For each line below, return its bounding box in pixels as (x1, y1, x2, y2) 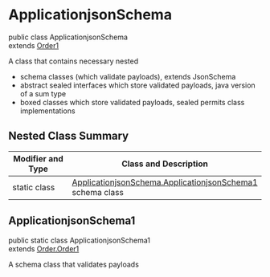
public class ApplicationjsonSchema (8, 32, 129, 42)
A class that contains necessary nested (8, 56, 139, 66)
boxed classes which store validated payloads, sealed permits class (19, 97, 245, 107)
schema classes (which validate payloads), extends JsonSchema (19, 71, 236, 81)
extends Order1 (8, 40, 59, 50)
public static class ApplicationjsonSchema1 (8, 235, 151, 245)
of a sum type (19, 88, 67, 98)
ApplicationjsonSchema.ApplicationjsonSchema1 (72, 177, 258, 188)
